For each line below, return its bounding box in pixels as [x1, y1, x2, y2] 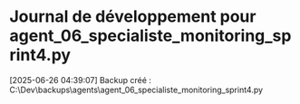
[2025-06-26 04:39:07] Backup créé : [9, 74, 152, 85]
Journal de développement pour [9, 6, 256, 27]
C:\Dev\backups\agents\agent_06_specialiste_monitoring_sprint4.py [9, 84, 264, 95]
